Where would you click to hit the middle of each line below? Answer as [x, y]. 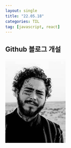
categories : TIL [22, 21]
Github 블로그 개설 [33, 49]
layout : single [21, 11]
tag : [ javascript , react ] [32, 27]
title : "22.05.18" [25, 16]
